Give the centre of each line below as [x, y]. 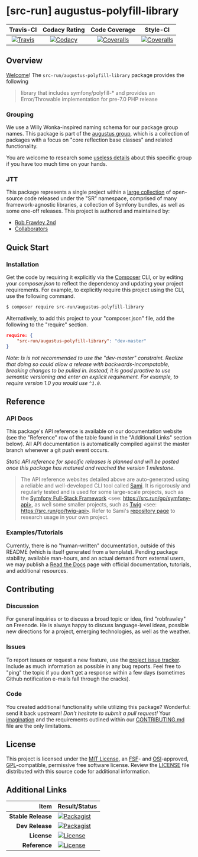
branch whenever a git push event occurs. [58, 450]
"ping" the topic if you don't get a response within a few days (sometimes [96, 672]
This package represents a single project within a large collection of [89, 192]
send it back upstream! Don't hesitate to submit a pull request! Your [88, 713]
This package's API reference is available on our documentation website [94, 431]
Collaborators [31, 229]
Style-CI [157, 30]
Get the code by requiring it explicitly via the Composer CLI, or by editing [95, 277]
